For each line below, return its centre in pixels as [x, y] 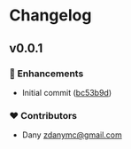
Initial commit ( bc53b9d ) [67, 92]
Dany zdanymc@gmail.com [72, 135]
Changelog [50, 16]
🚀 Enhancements [46, 74]
